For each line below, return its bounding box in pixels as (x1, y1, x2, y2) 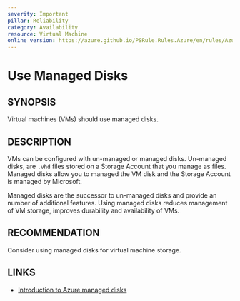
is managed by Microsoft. (7, 177, 82, 185)
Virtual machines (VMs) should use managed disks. (7, 115, 159, 123)
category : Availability (7, 24, 79, 31)
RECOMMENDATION (7, 227, 100, 239)
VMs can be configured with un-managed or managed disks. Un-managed (7, 154, 227, 163)
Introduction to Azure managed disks (17, 285, 127, 294)
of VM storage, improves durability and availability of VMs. (7, 206, 180, 215)
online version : (7, 37, 56, 44)
